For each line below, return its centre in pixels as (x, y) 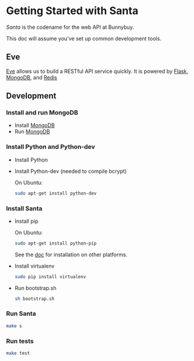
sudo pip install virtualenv (50, 277)
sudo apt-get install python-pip (56, 243)
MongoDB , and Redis (32, 77)
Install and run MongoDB (42, 113)
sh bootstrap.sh (34, 299)
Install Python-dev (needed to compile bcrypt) (71, 171)
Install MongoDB (35, 125)
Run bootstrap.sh (36, 288)
